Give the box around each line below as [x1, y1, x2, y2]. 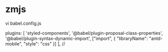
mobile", [5, 40, 23, 46]
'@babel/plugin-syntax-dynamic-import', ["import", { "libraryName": [5, 35, 148, 41]
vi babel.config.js [5, 20, 42, 26]
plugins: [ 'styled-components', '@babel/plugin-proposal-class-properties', [5, 30, 163, 36]
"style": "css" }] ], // [23, 40, 65, 46]
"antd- [149, 35, 163, 41]
